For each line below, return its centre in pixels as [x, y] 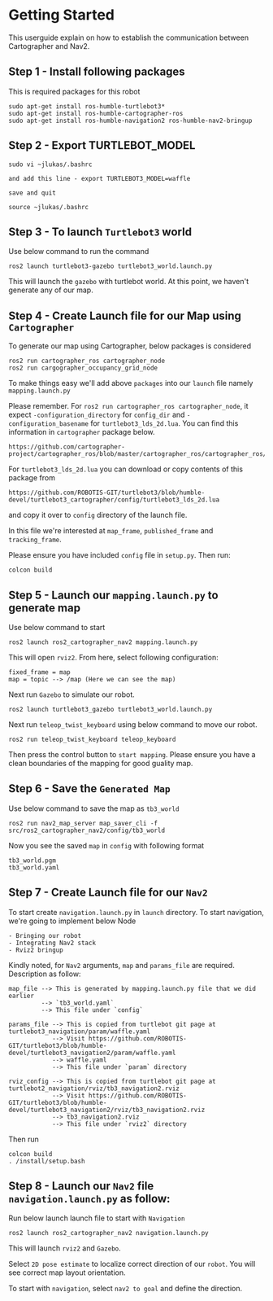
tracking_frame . [35, 540]
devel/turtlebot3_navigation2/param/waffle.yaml [92, 1053]
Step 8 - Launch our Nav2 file [81, 1186]
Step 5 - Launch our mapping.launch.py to [113, 595]
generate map [45, 608]
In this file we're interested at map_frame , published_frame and [111, 531]
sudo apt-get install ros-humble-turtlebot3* [87, 106]
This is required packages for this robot [74, 91]
